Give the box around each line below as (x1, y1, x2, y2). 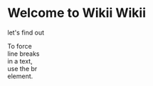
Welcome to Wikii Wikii (7, 5, 146, 21)
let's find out (7, 28, 45, 37)
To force (7, 42, 32, 50)
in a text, (7, 56, 33, 65)
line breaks (7, 49, 40, 58)
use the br (7, 64, 38, 73)
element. (7, 72, 33, 80)
